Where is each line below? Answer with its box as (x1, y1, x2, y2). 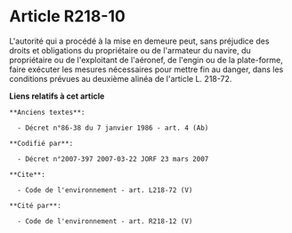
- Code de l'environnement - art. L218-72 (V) (17, 185, 193, 195)
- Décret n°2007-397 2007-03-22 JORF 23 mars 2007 (17, 154, 209, 164)
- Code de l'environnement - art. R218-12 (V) (17, 216, 193, 226)
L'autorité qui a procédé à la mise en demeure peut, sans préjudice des (9, 36, 270, 46)
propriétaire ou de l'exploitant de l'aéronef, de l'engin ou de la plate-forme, (9, 54, 283, 65)
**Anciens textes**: (9, 108, 86, 116)
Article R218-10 (9, 6, 126, 27)
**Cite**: (9, 170, 46, 179)
